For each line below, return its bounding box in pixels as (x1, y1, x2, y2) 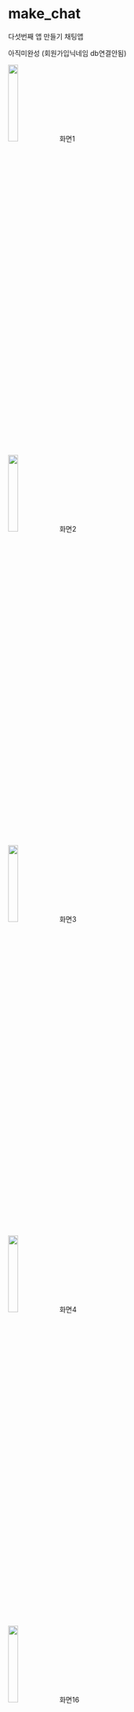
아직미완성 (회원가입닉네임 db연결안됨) (8, 48, 127, 57)
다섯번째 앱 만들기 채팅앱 (8, 31, 84, 41)
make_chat (8, 5, 81, 23)
